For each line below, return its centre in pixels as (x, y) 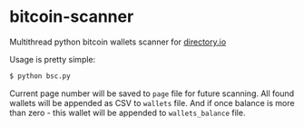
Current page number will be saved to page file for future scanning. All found (152, 93)
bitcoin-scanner (72, 17)
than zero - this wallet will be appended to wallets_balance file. (127, 112)
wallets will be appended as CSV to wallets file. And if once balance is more (152, 103)
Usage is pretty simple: (53, 59)
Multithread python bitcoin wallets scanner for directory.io (118, 42)
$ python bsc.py (40, 76)
